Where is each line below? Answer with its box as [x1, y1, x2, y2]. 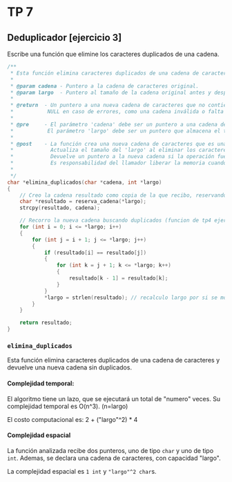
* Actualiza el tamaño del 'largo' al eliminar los [10, 146, 196, 154]
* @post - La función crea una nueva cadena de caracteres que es [10, 140, 215, 147]
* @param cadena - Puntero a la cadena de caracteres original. [10, 82, 199, 90]
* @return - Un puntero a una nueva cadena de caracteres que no [10, 102, 206, 109]
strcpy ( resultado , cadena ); [19, 204, 100, 211]
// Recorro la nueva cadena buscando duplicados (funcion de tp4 [19, 217, 212, 224]
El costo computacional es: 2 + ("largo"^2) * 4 [7, 415, 138, 423]
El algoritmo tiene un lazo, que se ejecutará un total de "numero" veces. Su [7, 394, 221, 403]
